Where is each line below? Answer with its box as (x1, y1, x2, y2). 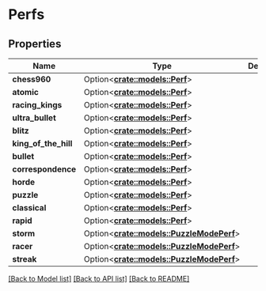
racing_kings (12, 100, 63, 110)
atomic (12, 87, 40, 97)
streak (12, 254, 37, 264)
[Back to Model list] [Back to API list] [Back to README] (8, 274, 190, 283)
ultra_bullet (12, 112, 57, 123)
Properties (8, 37, 62, 51)
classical (12, 202, 47, 213)
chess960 (12, 74, 51, 85)
